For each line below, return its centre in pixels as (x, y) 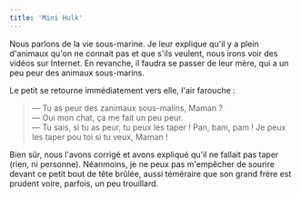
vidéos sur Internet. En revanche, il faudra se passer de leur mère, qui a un (149, 63)
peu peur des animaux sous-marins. (77, 73)
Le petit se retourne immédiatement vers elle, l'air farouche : (123, 90)
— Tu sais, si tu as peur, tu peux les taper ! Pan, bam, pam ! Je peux (159, 127)
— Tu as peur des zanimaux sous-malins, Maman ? (127, 108)
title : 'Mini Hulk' (46, 18)
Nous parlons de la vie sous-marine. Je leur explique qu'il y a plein (134, 44)
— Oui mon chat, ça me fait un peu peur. (107, 117)
